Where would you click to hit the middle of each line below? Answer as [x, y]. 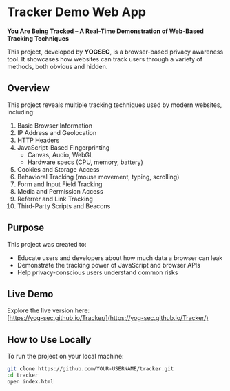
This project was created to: [47, 244]
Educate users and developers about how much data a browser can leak [120, 258]
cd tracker [23, 375]
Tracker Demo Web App [77, 12]
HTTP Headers [38, 140]
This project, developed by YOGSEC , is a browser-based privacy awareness [115, 52]
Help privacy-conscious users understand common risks [97, 272]
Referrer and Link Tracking [55, 199]
